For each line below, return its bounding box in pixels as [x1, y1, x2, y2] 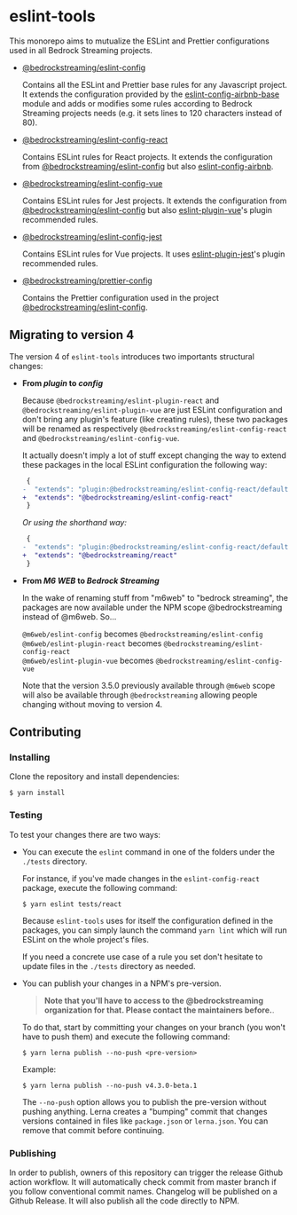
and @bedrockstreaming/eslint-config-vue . [21, 432, 180, 443]
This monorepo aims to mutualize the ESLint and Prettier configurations [9, 36, 270, 46]
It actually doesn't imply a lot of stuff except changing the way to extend [21, 450, 286, 461]
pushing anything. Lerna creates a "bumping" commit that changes [21, 1106, 268, 1116]
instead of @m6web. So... [21, 611, 117, 622]
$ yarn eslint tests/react [21, 899, 122, 909]
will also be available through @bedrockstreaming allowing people [21, 690, 258, 700]
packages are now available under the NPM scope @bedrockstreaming [21, 602, 283, 612]
